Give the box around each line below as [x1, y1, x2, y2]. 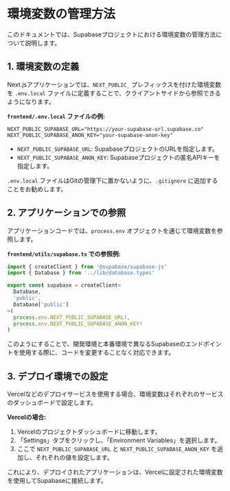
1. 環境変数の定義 [7, 61, 80, 73]
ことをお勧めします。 [7, 184, 67, 193]
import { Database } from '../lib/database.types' [7, 270, 155, 276]
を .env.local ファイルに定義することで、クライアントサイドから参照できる [7, 88, 221, 97]
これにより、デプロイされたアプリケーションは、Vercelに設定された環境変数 [7, 468, 223, 477]
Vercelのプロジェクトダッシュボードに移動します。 [16, 428, 161, 436]
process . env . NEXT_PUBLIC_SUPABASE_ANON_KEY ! [13, 320, 143, 327]
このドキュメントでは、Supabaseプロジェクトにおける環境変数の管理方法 [7, 30, 216, 38]
